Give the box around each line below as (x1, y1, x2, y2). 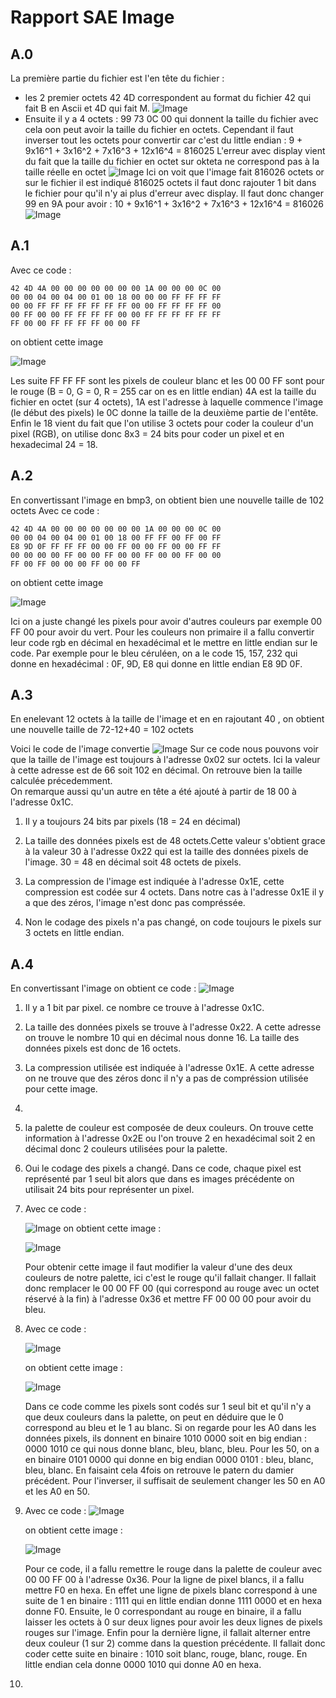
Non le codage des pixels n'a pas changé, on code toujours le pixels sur (24, 916, 322, 928)
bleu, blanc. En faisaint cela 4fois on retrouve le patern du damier (24, 1464, 295, 1476)
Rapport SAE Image (10, 6, 175, 29)
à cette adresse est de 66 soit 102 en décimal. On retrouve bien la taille (10, 764, 303, 776)
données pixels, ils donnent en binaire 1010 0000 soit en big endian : (24, 1432, 308, 1445)
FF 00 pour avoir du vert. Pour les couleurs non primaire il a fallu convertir (10, 626, 315, 638)
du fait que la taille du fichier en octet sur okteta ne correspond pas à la (24, 156, 320, 167)
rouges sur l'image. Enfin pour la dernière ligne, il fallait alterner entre (24, 1627, 311, 1639)
